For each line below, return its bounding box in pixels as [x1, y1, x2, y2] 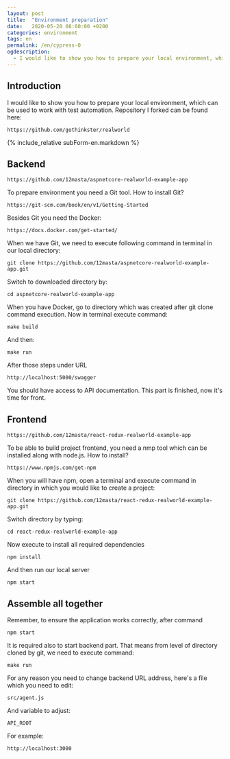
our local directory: [7, 247, 61, 255]
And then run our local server [7, 566, 90, 574]
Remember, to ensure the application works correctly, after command [7, 616, 203, 624]
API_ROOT [7, 720, 32, 727]
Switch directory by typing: [7, 515, 84, 523]
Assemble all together [7, 598, 103, 609]
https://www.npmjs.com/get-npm [7, 464, 97, 471]
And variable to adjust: [7, 707, 71, 714]
